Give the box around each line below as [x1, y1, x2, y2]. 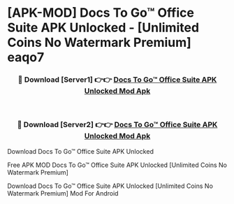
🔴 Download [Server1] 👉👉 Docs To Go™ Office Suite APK [17, 75, 217, 85]
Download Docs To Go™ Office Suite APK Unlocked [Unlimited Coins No [7, 182, 213, 190]
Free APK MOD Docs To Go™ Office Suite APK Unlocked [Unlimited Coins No [7, 161, 228, 169]
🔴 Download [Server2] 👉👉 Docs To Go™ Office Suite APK [17, 120, 218, 130]
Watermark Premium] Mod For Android [7, 189, 119, 197]
